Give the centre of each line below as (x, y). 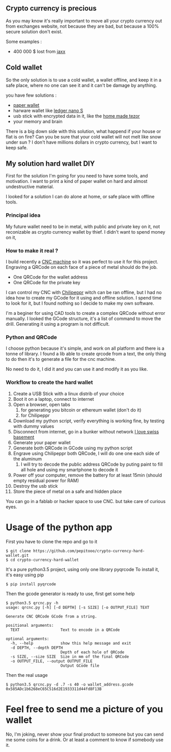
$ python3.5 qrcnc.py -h (32, 603)
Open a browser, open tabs (42, 404)
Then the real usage (27, 675)
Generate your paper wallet (42, 442)
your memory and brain (38, 121)
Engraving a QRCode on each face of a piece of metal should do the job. (82, 267)
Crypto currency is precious (51, 8)
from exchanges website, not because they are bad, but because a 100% (82, 26)
